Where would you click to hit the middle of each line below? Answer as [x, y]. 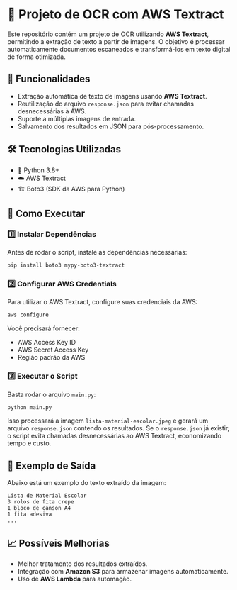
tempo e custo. [29, 443]
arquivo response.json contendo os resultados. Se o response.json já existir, [118, 428]
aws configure [28, 315]
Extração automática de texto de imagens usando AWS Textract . [112, 96]
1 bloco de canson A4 [39, 508]
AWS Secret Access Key [53, 350]
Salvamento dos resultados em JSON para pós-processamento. [111, 126]
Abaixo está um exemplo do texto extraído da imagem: [87, 483]
